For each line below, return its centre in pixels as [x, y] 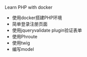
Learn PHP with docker [29, 7]
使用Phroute [25, 37]
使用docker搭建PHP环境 [37, 18]
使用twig [21, 43]
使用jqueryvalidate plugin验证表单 [47, 30]
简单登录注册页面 [30, 24]
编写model [23, 49]
